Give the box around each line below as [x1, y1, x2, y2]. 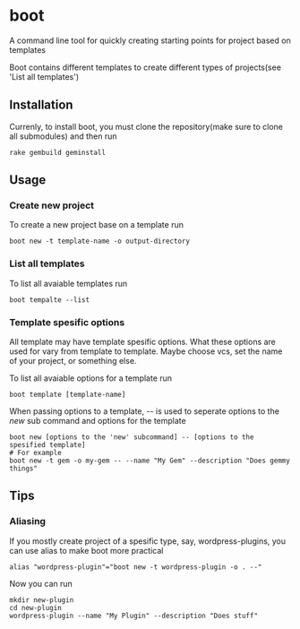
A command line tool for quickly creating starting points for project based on [9, 35, 291, 46]
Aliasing [9, 515, 47, 528]
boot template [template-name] [9, 391, 126, 400]
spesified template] [9, 441, 87, 450]
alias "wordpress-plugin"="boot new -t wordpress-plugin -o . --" [9, 562, 262, 572]
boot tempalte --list [9, 295, 90, 305]
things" [9, 464, 39, 473]
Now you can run [9, 578, 73, 589]
